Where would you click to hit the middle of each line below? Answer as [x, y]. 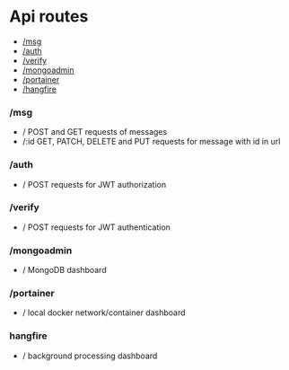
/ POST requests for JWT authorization [94, 184]
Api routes [49, 17]
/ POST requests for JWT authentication [96, 227]
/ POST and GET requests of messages [95, 132]
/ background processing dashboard [90, 356]
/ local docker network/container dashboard [104, 313]
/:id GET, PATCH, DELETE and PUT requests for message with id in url [151, 142]
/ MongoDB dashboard [64, 270]
